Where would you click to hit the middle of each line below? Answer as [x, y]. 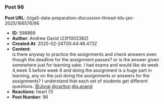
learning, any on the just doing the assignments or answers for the [81, 76]
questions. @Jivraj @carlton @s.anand [52, 86]
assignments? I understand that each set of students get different [80, 81]
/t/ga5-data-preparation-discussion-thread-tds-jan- [80, 18]
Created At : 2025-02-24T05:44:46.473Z [55, 44]
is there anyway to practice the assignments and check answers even [84, 54]
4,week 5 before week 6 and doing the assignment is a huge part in [82, 70]
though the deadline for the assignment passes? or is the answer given [86, 60]
